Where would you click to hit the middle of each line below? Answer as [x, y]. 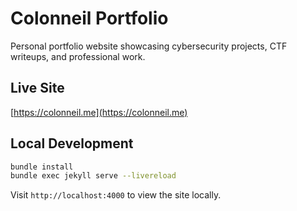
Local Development [72, 143]
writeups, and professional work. [78, 56]
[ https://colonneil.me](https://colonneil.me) [99, 112]
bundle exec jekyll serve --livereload [93, 176]
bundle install [42, 167]
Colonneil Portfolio [89, 18]
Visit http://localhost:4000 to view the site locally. [116, 195]
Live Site [37, 88]
